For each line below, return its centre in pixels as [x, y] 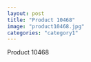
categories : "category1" [43, 33]
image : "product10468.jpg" [46, 26]
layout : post [26, 13]
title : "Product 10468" [41, 20]
